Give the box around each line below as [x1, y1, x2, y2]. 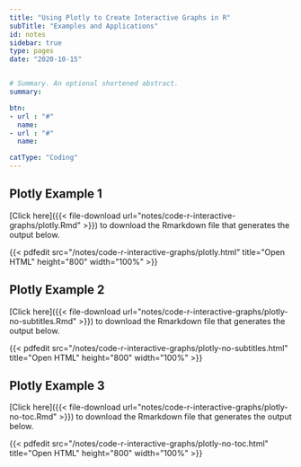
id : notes [9, 30, 47, 39]
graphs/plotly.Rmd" [9, 219, 82, 230]
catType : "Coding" [9, 154, 78, 163]
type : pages [9, 47, 54, 56]
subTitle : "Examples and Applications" [9, 22, 159, 31]
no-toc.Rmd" [9, 411, 58, 422]
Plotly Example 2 [9, 282, 105, 297]
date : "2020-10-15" [9, 55, 83, 64]
